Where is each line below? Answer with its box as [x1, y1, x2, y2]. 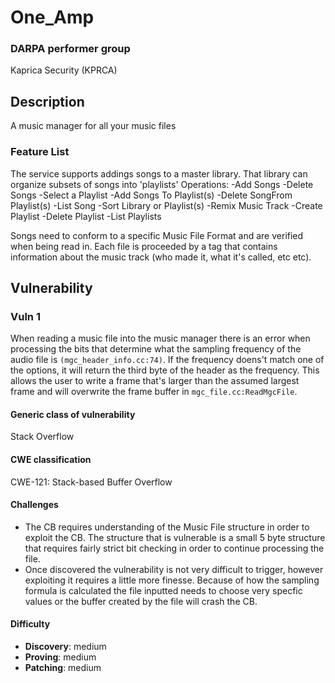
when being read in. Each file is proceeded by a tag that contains [10, 240, 278, 252]
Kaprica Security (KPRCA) [10, 64, 118, 76]
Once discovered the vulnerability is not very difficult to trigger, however [24, 563, 324, 575]
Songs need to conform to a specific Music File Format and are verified [10, 229, 304, 241]
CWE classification [10, 454, 92, 466]
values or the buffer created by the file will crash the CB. [24, 595, 258, 607]
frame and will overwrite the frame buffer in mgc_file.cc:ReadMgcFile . [10, 386, 298, 398]
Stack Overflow [10, 431, 75, 443]
